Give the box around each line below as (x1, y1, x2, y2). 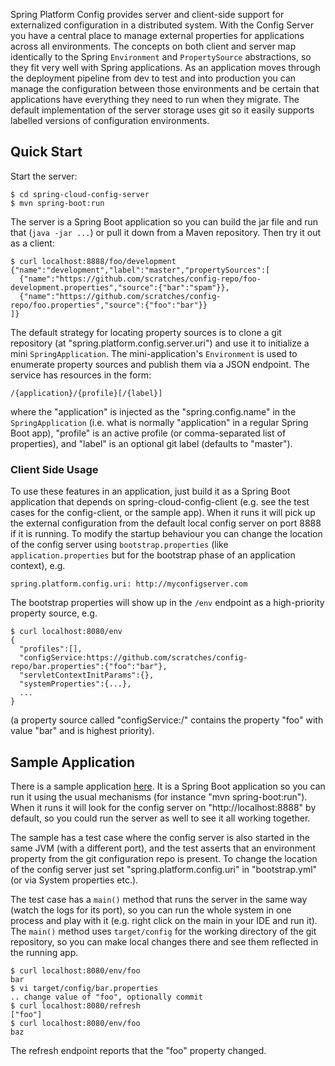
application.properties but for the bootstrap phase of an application (10, 549, 296, 561)
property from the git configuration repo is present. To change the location (10, 852, 318, 864)
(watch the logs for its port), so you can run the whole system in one (10, 904, 292, 916)
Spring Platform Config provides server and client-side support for (10, 9, 285, 20)
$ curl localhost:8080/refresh (10, 1000, 141, 1011)
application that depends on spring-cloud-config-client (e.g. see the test (10, 496, 310, 508)
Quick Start (10, 144, 83, 161)
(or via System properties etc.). (10, 874, 139, 886)
